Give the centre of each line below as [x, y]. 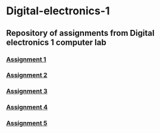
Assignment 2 [27, 75]
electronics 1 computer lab [56, 42]
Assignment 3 [27, 91]
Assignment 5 [27, 123]
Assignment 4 [27, 107]
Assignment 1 [26, 59]
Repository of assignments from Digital [80, 33]
